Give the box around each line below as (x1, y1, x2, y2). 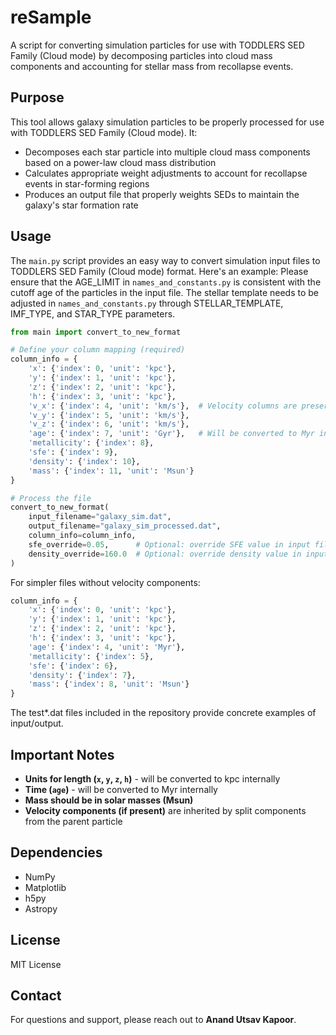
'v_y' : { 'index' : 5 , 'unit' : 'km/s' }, (28, 410, 190, 420)
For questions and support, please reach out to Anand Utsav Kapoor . (10, 1014, 297, 1026)
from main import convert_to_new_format (10, 327, 182, 337)
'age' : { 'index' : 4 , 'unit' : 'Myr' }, (28, 642, 186, 652)
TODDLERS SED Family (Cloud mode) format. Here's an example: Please (10, 265, 309, 277)
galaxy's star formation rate (24, 199, 139, 211)
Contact (10, 987, 62, 1005)
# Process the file (10, 493, 92, 503)
